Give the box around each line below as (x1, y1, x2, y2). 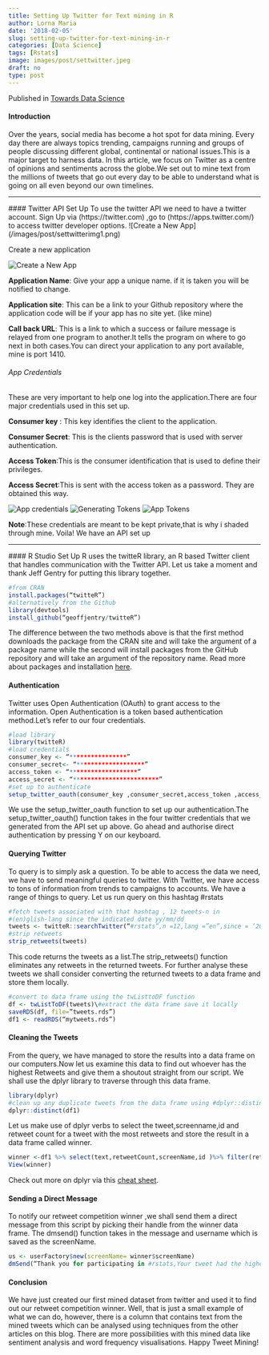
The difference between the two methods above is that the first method (8, 628, 244, 638)
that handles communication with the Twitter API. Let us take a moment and (8, 560, 258, 570)
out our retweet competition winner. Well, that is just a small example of (8, 1304, 244, 1313)
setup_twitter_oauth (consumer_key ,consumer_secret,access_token (8, 790, 231, 798)
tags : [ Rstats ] (8, 49, 59, 57)
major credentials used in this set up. (8, 401, 130, 411)
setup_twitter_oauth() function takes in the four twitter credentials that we (8, 813, 251, 823)
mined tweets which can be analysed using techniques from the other (8, 1321, 239, 1330)
